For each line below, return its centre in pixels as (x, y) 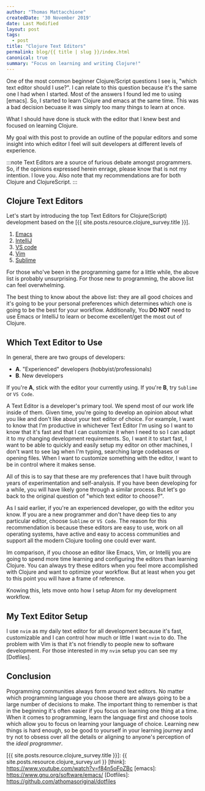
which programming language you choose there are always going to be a (99, 698)
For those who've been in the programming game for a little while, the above (102, 272)
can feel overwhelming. (36, 285)
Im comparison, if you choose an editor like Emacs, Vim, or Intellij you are (99, 552)
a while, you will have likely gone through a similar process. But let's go (96, 490)
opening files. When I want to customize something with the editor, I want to (102, 458)
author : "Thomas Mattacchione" (46, 12)
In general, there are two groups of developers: (66, 357)
